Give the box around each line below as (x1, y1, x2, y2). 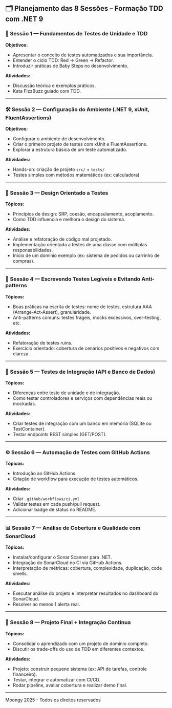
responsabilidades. (12, 247, 53, 253)
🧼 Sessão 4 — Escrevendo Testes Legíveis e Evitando (5, 275, 141, 283)
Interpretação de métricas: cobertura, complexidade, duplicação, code (12, 565, 162, 571)
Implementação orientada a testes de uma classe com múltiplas (12, 242, 147, 248)
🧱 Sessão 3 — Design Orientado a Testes (5, 189, 109, 196)
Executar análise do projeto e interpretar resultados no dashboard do (12, 590, 159, 596)
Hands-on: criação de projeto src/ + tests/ (12, 166, 105, 173)
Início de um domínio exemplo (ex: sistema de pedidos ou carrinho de (12, 252, 160, 259)
